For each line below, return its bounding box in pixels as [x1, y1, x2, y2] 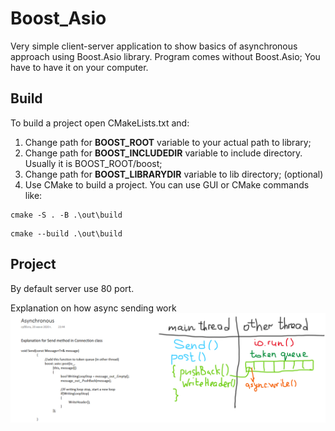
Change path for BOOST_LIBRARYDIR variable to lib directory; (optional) [24, 168, 324, 180]
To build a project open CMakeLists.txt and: [10, 117, 190, 129]
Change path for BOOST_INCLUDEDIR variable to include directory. [24, 147, 303, 159]
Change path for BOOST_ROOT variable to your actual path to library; [24, 136, 312, 148]
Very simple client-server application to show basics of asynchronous [10, 40, 298, 52]
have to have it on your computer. [10, 61, 149, 73]
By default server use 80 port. [10, 282, 135, 294]
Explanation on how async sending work [10, 302, 177, 314]
